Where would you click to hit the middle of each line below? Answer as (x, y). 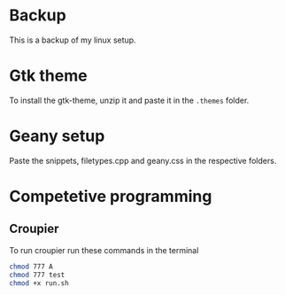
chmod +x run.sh (39, 283)
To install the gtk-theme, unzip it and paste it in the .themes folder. (129, 100)
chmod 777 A (31, 267)
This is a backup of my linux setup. (73, 40)
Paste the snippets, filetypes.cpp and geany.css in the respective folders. (143, 160)
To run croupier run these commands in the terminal (104, 250)
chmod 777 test (37, 275)
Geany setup (57, 136)
